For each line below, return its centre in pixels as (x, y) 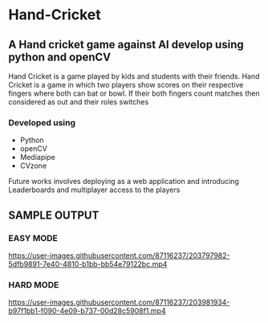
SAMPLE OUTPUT (54, 215)
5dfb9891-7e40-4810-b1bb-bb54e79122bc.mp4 (88, 264)
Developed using (42, 122)
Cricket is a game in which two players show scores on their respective (126, 85)
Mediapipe (38, 157)
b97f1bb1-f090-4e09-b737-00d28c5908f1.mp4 (87, 311)
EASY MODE (33, 238)
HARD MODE (34, 284)
